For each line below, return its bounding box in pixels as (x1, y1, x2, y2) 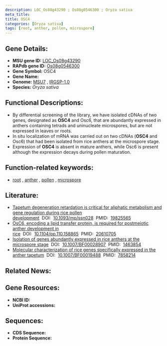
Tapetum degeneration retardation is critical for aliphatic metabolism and (12, 204, 162, 210)
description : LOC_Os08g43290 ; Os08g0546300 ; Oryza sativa (5, 7, 133, 12)
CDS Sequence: (12, 330, 46, 336)
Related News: (5, 267, 51, 275)
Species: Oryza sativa (12, 84, 59, 90)
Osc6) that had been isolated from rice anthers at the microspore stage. (12, 138, 161, 144)
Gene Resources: (5, 284, 60, 292)
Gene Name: (12, 73, 39, 79)
